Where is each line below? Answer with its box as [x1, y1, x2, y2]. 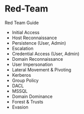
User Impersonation [11, 61, 53, 67]
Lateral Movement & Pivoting [11, 66, 71, 73]
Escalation [11, 45, 33, 51]
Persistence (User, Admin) [11, 40, 66, 46]
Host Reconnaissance [11, 35, 57, 41]
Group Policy [11, 77, 39, 83]
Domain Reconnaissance [11, 56, 63, 62]
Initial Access [11, 29, 39, 35]
